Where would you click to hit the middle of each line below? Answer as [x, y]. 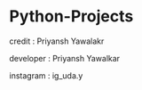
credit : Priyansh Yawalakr [57, 41]
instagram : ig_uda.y [46, 75]
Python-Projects [71, 16]
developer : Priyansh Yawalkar [65, 58]
